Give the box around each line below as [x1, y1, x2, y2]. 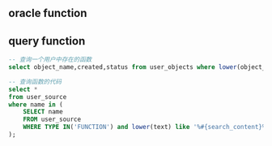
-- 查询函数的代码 [8, 77, 62, 86]
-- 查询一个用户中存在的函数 [8, 56, 92, 64]
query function [8, 34, 86, 48]
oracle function [8, 6, 87, 20]
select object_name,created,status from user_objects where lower [8, 63, 237, 71]
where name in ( [8, 101, 63, 109]
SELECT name [23, 108, 63, 116]
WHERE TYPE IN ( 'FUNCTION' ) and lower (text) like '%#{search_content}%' [23, 123, 270, 131]
